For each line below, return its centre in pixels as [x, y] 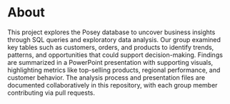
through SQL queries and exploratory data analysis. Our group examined [114, 39]
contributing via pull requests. [51, 93]
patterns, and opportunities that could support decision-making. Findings [115, 55]
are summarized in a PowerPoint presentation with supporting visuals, [110, 62]
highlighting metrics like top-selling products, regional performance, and [114, 70]
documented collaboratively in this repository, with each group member [112, 85]
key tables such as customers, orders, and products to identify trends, [111, 47]
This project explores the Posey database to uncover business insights [111, 32]
